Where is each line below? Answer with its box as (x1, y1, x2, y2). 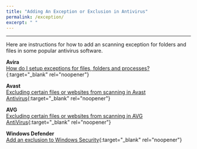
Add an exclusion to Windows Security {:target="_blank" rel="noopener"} (6, 136, 182, 144)
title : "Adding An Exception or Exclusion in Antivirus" (6, 8, 148, 15)
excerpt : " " (6, 19, 38, 25)
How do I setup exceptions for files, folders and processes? (6, 65, 150, 72)
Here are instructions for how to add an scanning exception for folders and (6, 41, 186, 48)
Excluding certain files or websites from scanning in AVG (6, 113, 143, 120)
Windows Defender (6, 130, 55, 137)
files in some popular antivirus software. (6, 48, 103, 55)
